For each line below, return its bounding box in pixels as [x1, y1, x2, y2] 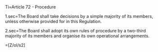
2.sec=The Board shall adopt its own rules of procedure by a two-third [5, 28, 146, 33]
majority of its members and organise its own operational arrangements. [5, 33, 150, 39]
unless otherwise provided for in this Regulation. [5, 19, 102, 24]
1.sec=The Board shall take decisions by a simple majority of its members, [5, 13, 153, 19]
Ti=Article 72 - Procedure [5, 4, 56, 10]
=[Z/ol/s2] [5, 42, 26, 48]
